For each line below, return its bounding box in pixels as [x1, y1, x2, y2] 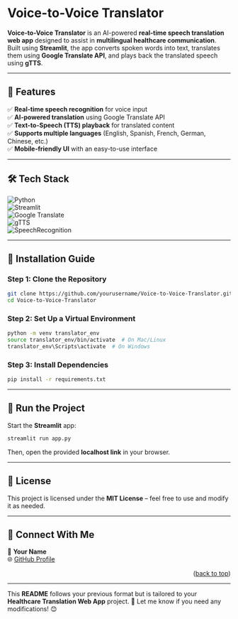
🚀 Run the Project [7, 402, 85, 414]
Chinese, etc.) [7, 136, 48, 145]
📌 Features [7, 86, 56, 98]
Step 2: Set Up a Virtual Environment [7, 313, 136, 323]
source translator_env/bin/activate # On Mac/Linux [7, 336, 166, 344]
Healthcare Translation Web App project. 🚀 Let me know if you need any [7, 597, 222, 605]
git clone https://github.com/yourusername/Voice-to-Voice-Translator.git [7, 290, 233, 298]
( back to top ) [193, 569, 231, 578]
